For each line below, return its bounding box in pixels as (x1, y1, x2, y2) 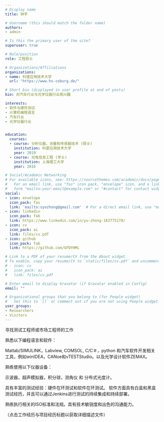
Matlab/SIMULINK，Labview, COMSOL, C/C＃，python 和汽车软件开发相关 (5, 347, 155, 353)
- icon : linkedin (5, 209, 41, 214)
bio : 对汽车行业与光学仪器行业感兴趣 (5, 92, 71, 97)
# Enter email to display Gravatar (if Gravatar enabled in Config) (5, 281, 147, 286)
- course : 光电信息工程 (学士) (9, 155, 67, 160)
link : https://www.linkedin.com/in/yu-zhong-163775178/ (9, 218, 125, 223)
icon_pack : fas (9, 200, 41, 205)
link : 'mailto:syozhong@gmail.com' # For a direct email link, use (9, 205, 152, 210)
